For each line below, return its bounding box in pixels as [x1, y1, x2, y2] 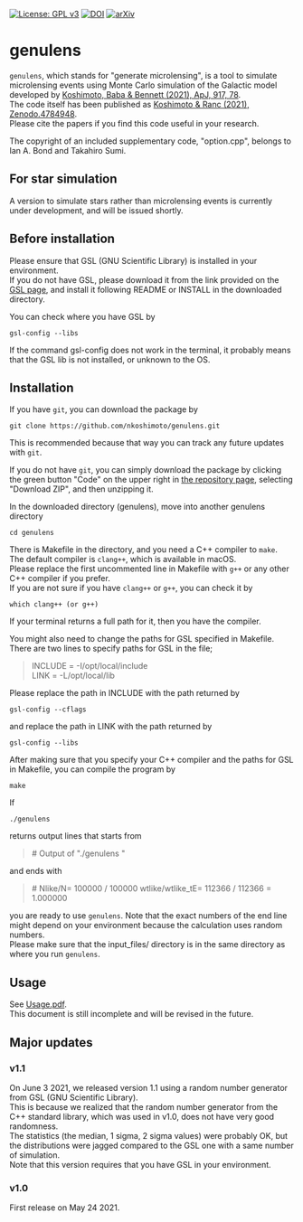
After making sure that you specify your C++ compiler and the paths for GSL [9, 755, 294, 766]
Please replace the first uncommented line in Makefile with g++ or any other [9, 563, 289, 574]
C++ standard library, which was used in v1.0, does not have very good [9, 1111, 274, 1122]
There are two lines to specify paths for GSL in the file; [9, 643, 213, 654]
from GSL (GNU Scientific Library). [9, 1092, 138, 1103]
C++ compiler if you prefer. [9, 573, 110, 584]
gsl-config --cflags [9, 705, 88, 714]
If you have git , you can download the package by [9, 404, 199, 415]
